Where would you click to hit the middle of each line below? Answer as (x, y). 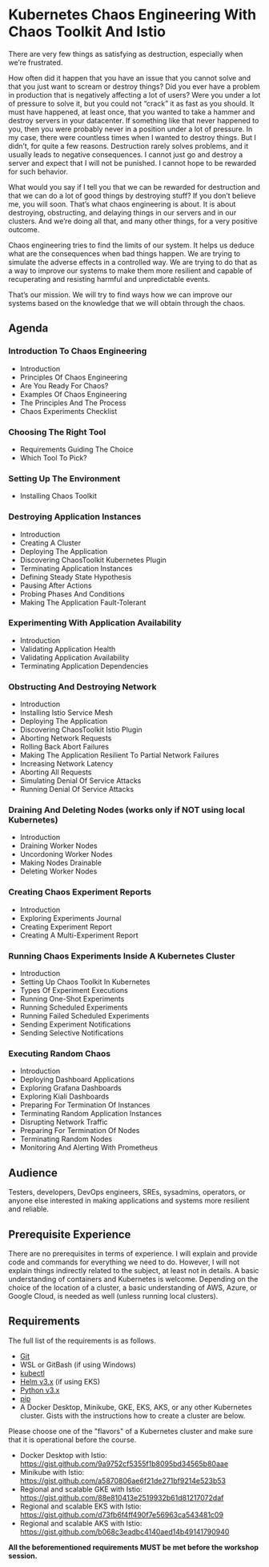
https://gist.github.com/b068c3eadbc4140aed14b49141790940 (124, 1532)
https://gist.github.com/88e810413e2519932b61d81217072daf (122, 1497)
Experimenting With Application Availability (95, 623)
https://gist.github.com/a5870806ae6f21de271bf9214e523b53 (123, 1481)
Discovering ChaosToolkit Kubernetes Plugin (93, 560)
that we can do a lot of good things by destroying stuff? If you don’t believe (132, 195)
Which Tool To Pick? (53, 457)
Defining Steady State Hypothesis (76, 577)
